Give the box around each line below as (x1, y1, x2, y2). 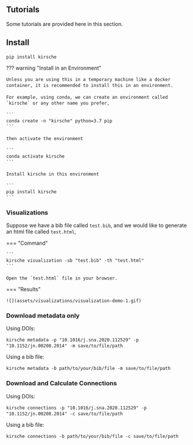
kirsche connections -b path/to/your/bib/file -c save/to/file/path (6, 433, 179, 439)
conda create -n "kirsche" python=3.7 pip (6, 118, 112, 124)
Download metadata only (6, 311, 80, 320)
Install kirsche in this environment (6, 171, 99, 177)
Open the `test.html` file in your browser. (6, 275, 118, 281)
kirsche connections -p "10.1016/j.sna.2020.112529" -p (6, 405, 147, 411)
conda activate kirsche (6, 153, 65, 159)
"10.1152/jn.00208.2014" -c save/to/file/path (6, 411, 123, 417)
